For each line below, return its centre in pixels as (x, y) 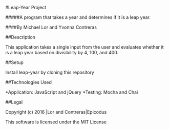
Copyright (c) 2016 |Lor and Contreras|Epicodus (56, 112)
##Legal (14, 102)
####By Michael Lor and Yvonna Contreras (51, 27)
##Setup (15, 62)
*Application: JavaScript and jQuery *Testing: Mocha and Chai (72, 92)
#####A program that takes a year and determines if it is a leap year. (78, 17)
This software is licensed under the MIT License (56, 122)
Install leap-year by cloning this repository (50, 72)
